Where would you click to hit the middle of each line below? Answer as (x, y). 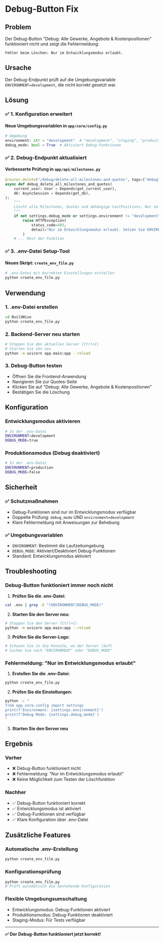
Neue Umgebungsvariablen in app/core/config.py (56, 126)
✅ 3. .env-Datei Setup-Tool (37, 251)
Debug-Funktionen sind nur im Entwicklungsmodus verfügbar (74, 512)
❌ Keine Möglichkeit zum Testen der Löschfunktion (63, 779)
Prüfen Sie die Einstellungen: (42, 692)
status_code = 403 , (49, 225)
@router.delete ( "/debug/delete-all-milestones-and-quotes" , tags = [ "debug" (83, 180)
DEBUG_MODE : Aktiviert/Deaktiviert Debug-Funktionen (64, 551)
